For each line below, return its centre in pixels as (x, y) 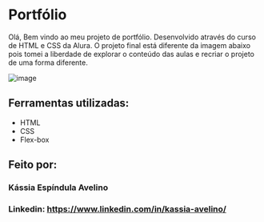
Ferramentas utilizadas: (69, 103)
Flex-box (34, 139)
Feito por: (33, 165)
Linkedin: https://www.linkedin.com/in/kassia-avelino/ (117, 208)
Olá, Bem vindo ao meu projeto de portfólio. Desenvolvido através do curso (132, 37)
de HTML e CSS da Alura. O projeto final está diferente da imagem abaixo (129, 45)
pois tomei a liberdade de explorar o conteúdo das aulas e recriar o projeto (131, 54)
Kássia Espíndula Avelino (58, 188)
